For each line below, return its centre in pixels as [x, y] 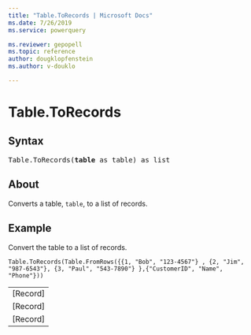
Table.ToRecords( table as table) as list [89, 160]
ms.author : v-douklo [42, 67]
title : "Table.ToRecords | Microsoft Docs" [81, 15]
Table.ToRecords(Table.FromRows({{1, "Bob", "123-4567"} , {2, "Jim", [126, 262]
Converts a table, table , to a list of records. [78, 203]
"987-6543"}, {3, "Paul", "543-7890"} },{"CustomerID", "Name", [116, 269]
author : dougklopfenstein [50, 59]
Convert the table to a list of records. [68, 247]
